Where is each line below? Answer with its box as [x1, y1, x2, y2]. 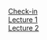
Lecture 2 [8, 24, 39, 32]
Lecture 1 [8, 15, 38, 24]
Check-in [8, 7, 38, 16]
